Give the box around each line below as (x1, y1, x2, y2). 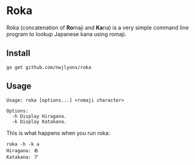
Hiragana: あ (6, 147, 39, 153)
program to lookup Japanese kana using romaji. (6, 30, 127, 37)
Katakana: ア (6, 154, 39, 160)
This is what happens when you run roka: (6, 129, 110, 136)
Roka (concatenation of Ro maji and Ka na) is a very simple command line (6, 24, 189, 31)
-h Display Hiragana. (12, 113, 67, 119)
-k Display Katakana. (12, 119, 67, 125)
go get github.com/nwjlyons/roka (6, 64, 92, 70)
